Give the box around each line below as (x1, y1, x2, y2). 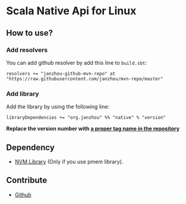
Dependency (6, 142, 55, 152)
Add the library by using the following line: (6, 103, 110, 111)
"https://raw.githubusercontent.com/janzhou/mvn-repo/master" (6, 76, 163, 81)
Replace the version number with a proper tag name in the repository (6, 125, 180, 132)
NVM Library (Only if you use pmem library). (14, 158, 124, 165)
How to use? (6, 28, 53, 38)
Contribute (6, 175, 48, 186)
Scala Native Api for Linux (6, 4, 137, 18)
